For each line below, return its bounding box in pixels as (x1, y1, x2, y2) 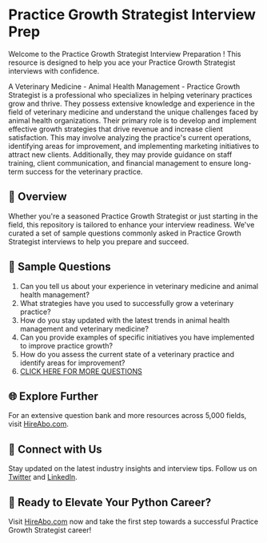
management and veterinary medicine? (19, 324, 149, 333)
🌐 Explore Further (8, 389, 98, 403)
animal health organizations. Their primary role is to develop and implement (8, 115, 257, 125)
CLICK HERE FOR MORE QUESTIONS (19, 366, 142, 376)
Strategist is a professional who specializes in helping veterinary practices (8, 90, 253, 99)
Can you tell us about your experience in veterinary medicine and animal (19, 281, 258, 291)
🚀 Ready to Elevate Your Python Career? (8, 495, 212, 509)
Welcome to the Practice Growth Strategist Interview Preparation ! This (8, 49, 241, 58)
